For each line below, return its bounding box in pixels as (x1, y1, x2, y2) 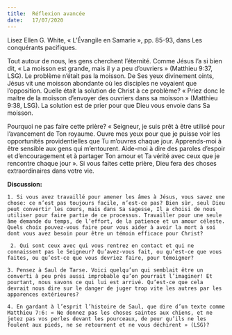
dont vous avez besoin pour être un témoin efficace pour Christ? (7, 230, 204, 237)
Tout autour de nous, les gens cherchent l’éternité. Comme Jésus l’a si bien (7, 56, 222, 65)
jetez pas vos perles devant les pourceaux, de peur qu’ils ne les (7, 315, 207, 322)
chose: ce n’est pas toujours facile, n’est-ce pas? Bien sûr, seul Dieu (7, 199, 226, 206)
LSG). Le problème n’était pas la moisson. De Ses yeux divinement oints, (7, 71, 214, 80)
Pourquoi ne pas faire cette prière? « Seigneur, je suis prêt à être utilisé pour (7, 122, 226, 130)
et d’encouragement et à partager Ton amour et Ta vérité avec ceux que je (7, 151, 220, 160)
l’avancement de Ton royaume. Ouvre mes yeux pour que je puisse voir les (7, 130, 221, 138)
